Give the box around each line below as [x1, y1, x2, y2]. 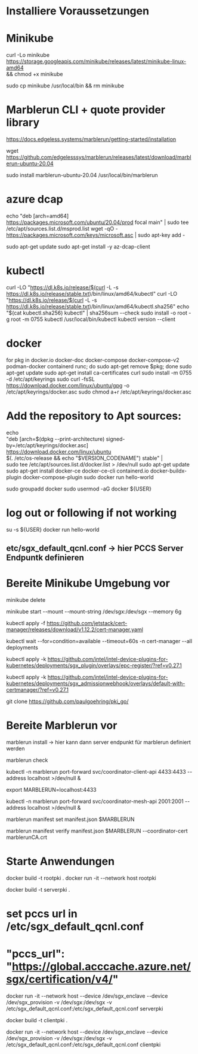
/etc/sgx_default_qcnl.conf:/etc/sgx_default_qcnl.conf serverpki [6, 1005, 163, 1013]
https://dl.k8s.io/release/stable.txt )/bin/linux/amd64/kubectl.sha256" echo [6, 302, 190, 310]
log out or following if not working [6, 506, 177, 519]
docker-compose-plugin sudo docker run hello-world [23, 473, 154, 480]
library [6, 116, 40, 129]
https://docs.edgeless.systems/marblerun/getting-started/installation [6, 136, 177, 143]
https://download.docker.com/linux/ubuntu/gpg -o [6, 381, 130, 389]
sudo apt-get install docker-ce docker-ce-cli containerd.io [6, 467, 149, 474]
